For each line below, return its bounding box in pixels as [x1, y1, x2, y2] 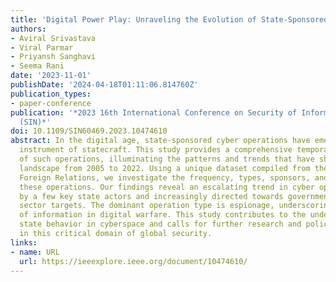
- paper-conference [10, 98, 92, 108]
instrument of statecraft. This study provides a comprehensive [19, 145, 293, 155]
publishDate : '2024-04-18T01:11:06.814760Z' [10, 80, 199, 90]
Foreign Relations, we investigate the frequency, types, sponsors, [19, 172, 311, 183]
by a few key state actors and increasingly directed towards [19, 191, 284, 201]
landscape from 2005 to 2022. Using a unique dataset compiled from [19, 163, 311, 173]
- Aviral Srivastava [10, 33, 97, 43]
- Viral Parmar [10, 42, 74, 53]
